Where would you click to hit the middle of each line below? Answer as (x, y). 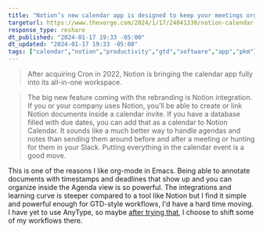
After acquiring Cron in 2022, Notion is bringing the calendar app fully (140, 74)
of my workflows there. (45, 220)
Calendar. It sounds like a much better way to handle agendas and (134, 131)
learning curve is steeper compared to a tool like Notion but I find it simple (128, 195)
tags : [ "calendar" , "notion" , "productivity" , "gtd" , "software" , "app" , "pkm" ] (133, 52)
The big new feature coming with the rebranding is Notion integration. (140, 97)
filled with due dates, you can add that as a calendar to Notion (128, 122)
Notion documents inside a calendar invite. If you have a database (134, 114)
